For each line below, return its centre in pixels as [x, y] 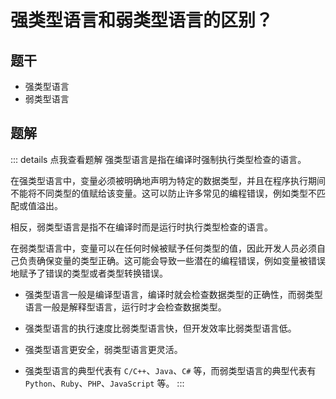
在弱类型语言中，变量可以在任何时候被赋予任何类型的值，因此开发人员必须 [163, 248]
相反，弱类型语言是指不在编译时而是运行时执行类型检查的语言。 [141, 227]
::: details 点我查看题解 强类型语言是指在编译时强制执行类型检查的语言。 [158, 159]
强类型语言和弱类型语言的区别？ [142, 20]
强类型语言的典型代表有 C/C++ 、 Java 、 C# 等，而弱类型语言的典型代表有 [170, 370]
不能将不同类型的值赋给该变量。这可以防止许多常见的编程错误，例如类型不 [163, 193]
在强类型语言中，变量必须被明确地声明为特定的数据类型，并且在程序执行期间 [168, 180]
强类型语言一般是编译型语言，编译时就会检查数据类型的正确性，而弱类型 [173, 294]
